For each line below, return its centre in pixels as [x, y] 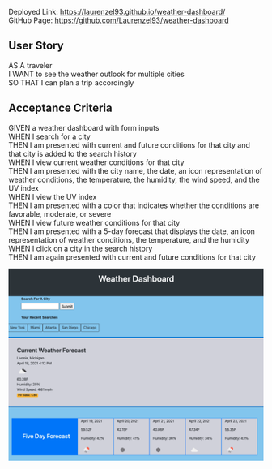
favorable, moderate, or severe [60, 213]
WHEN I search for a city [49, 136]
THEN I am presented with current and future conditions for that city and [130, 144]
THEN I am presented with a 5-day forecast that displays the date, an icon [132, 231]
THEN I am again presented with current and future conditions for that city [132, 257]
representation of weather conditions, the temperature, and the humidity [129, 239]
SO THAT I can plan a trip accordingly [71, 82]
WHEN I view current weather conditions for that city [96, 162]
